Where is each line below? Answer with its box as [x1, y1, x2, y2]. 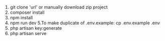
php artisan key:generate [10, 25, 62, 31]
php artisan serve [10, 31, 47, 36]
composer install [10, 9, 45, 15]
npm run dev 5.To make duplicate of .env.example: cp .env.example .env [10, 20, 160, 26]
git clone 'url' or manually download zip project [10, 4, 108, 10]
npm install [10, 15, 33, 20]
